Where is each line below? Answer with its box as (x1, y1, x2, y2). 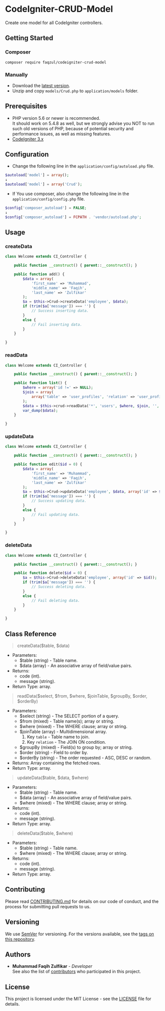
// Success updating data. (31, 499, 87, 504)
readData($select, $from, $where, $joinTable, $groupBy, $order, (17, 693, 147, 699)
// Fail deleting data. (31, 598, 80, 603)
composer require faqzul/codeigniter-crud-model (5, 60, 107, 65)
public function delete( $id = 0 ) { (14, 571, 87, 576)
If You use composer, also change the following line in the (12, 191, 129, 197)
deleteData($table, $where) (17, 830, 73, 836)
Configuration (5, 150, 49, 158)
